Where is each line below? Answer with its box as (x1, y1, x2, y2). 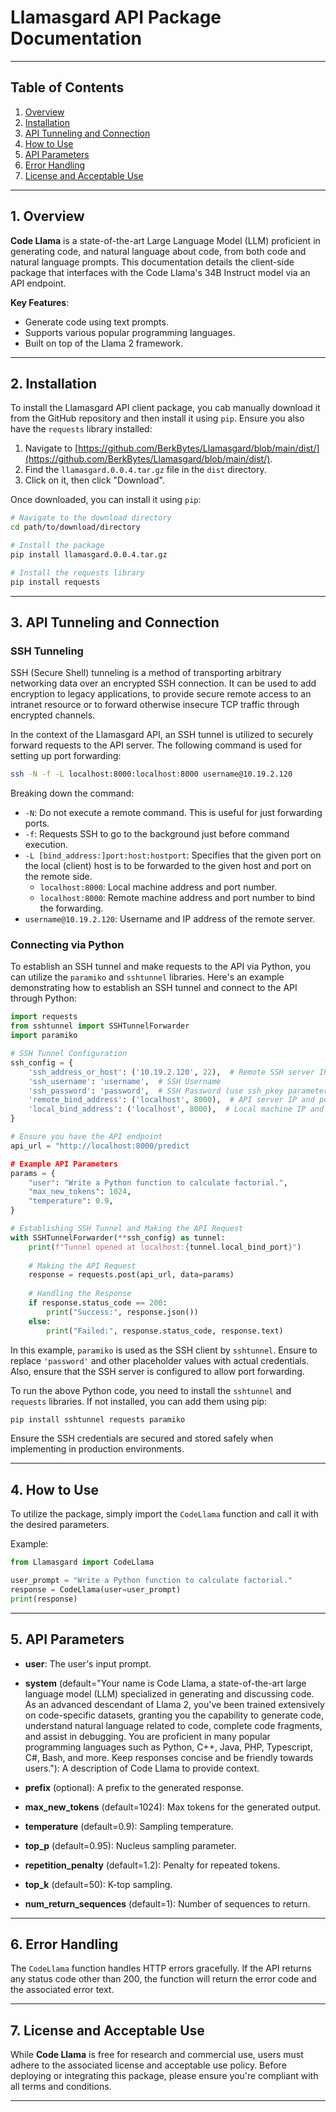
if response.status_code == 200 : (28, 1298, 168, 1308)
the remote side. (24, 871, 93, 883)
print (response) (10, 1594, 78, 1604)
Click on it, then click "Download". (24, 474, 165, 486)
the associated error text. (10, 1984, 115, 1996)
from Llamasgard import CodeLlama (10, 1557, 155, 1568)
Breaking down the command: (10, 787, 135, 800)
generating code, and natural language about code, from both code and (10, 245, 307, 257)
